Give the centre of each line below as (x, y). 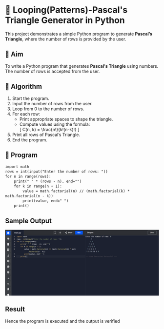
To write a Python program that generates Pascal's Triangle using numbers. (82, 66)
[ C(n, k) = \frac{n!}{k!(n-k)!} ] (49, 129)
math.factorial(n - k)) (29, 196)
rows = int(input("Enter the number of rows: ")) (57, 172)
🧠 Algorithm (24, 87)
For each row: (26, 114)
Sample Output (29, 221)
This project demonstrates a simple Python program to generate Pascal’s (79, 34)
